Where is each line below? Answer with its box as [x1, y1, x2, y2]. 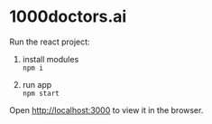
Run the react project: [9, 36, 90, 47]
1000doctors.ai [9, 6, 127, 27]
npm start [22, 89, 60, 98]
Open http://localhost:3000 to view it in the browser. [9, 104, 204, 115]
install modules [22, 53, 79, 64]
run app [22, 79, 52, 90]
